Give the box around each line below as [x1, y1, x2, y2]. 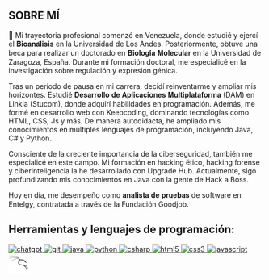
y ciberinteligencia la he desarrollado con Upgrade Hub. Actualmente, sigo [8, 165, 257, 175]
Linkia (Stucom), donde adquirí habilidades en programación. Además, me [8, 98, 256, 108]
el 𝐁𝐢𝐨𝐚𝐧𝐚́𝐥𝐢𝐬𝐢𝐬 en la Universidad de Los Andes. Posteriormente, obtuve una [8, 39, 258, 48]
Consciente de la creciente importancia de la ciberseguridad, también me [8, 148, 253, 158]
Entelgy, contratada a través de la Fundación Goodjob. [8, 199, 189, 209]
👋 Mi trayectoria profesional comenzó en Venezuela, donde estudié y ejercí [8, 30, 258, 40]
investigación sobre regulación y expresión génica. [8, 65, 178, 75]
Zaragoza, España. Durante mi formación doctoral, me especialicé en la [8, 56, 246, 66]
